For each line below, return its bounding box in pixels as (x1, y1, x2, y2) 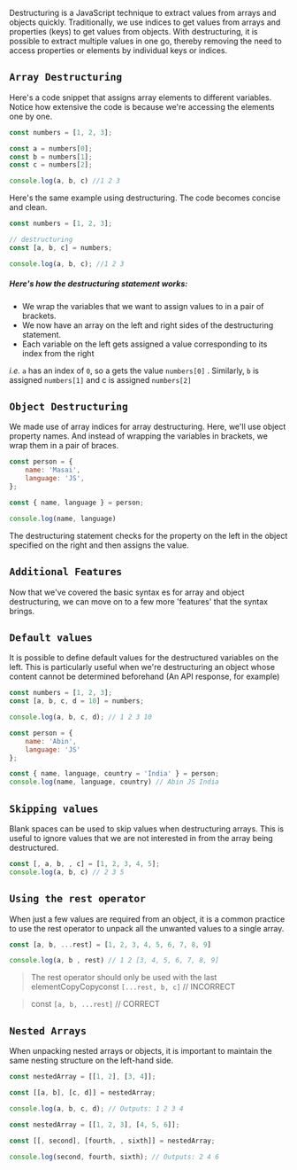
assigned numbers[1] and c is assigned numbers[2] (9, 374, 192, 385)
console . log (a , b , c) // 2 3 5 (9, 868, 125, 877)
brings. (9, 605, 35, 616)
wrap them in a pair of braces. (9, 441, 119, 451)
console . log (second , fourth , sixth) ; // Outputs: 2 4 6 (9, 1152, 219, 1161)
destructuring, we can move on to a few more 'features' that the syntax (9, 596, 268, 606)
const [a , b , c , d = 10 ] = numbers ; (9, 697, 144, 706)
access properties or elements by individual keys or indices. (9, 45, 228, 56)
